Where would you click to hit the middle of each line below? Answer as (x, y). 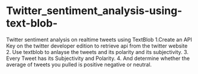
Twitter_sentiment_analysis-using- (94, 11)
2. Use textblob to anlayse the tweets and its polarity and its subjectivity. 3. (98, 52)
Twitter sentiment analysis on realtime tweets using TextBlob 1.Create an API (99, 39)
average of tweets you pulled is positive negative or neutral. (79, 64)
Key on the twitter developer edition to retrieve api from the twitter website (97, 46)
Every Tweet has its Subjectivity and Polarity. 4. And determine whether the (98, 58)
